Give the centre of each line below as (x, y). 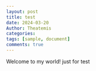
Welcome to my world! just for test (48, 61)
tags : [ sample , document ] (38, 39)
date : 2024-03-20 (28, 22)
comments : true (25, 45)
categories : (21, 34)
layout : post (22, 12)
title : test (21, 17)
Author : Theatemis (29, 28)
